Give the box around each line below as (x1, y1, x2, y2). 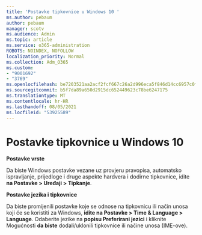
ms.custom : (6, 64, 34, 71)
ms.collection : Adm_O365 (6, 59, 69, 65)
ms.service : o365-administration (6, 43, 90, 49)
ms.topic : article (6, 37, 52, 43)
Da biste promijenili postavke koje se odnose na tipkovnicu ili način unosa (6, 203, 188, 210)
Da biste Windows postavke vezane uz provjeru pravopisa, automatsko (6, 166, 182, 174)
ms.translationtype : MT (6, 93, 66, 99)
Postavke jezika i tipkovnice (6, 191, 78, 198)
